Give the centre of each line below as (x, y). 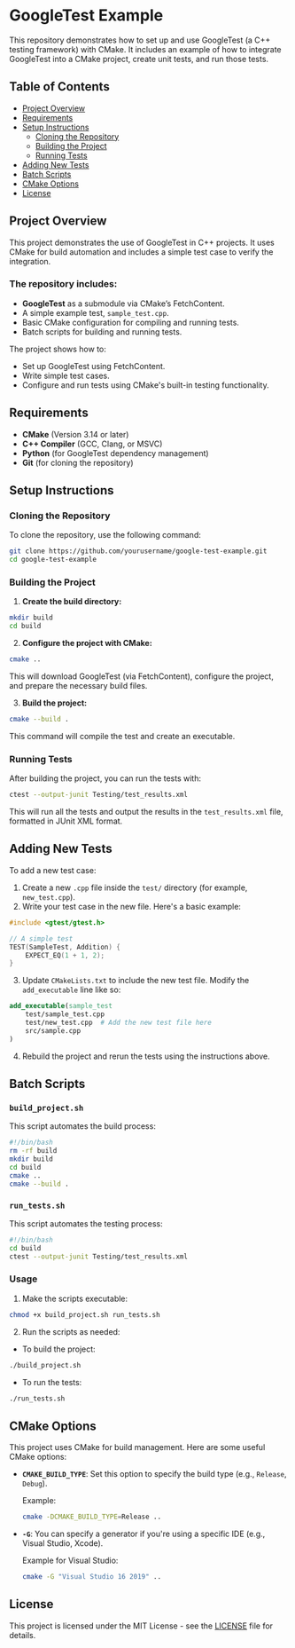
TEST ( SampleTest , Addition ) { (65, 947)
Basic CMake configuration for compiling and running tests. (130, 322)
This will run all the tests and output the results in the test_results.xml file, (146, 812)
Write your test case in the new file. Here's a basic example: (132, 906)
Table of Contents (60, 87)
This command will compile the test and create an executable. (122, 736)
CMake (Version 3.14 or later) (75, 434)
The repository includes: (63, 284)
